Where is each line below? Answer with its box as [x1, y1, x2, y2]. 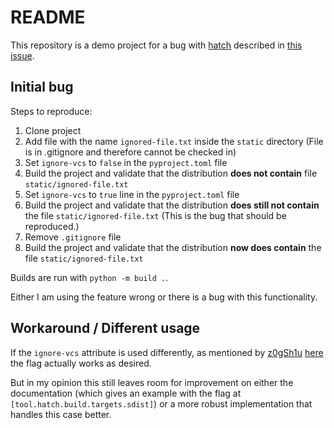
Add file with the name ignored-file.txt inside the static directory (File [24, 135, 324, 147]
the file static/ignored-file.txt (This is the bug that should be [24, 209, 287, 221]
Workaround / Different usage [10, 320, 201, 337]
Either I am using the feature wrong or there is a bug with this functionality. [10, 291, 318, 303]
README [10, 6, 86, 29]
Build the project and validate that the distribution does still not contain [24, 199, 320, 211]
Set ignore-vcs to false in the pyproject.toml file [24, 156, 228, 168]
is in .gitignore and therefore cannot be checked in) [24, 146, 237, 158]
